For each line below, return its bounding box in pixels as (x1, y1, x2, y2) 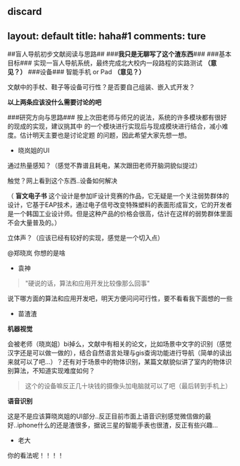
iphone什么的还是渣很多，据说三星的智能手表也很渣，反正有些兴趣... (17, 421, 219, 430)
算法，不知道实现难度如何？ (13, 367, 95, 375)
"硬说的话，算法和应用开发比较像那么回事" (24, 279, 150, 288)
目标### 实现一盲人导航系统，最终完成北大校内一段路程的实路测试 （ (7, 59, 211, 67)
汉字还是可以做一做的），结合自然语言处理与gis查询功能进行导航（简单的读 (7, 349, 226, 358)
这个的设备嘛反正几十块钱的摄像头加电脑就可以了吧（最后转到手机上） (24, 382, 232, 390)
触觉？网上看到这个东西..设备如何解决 (7, 176, 118, 185)
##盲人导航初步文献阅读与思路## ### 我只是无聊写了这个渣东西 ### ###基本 (7, 50, 232, 59)
